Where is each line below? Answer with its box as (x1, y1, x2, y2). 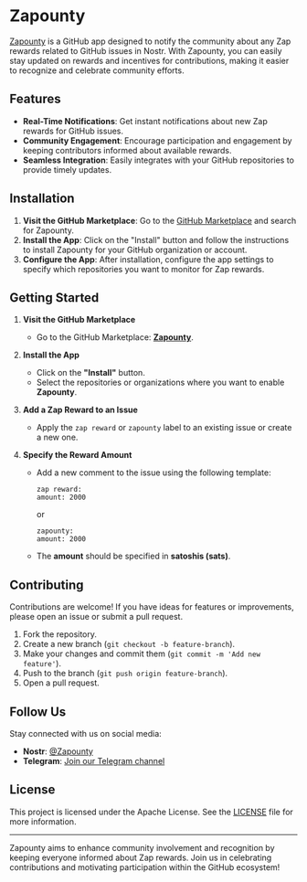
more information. (9, 815, 77, 827)
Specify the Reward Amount (22, 450, 132, 461)
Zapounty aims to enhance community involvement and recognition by (9, 842, 276, 853)
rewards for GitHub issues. (22, 125, 124, 136)
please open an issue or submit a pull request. (9, 611, 184, 622)
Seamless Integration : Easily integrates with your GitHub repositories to (22, 154, 295, 165)
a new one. (36, 431, 79, 443)
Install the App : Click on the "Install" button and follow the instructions (22, 234, 290, 245)
